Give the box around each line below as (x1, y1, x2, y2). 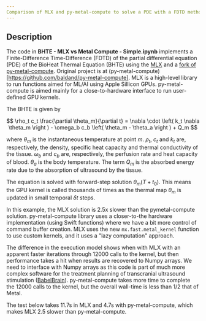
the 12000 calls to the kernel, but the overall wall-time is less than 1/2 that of (6, 283, 199, 290)
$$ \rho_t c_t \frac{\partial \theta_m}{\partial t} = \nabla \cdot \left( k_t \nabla (6, 117, 200, 125)
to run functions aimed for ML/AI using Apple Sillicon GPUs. (6, 80, 157, 88)
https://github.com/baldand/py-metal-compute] (8, 74, 129, 82)
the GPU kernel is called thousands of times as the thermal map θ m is (6, 186, 182, 195)
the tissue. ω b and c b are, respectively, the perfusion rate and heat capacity (6, 150, 198, 160)
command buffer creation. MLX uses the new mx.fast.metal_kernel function (6, 225, 199, 233)
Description (6, 32, 52, 42)
